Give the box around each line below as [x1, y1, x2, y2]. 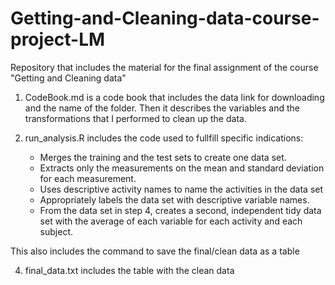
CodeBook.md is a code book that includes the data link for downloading [24, 91, 325, 103]
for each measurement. [39, 172, 137, 184]
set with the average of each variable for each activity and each [39, 215, 303, 227]
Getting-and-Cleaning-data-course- [10, 7, 320, 30]
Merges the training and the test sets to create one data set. [39, 151, 287, 163]
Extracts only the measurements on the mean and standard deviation [39, 162, 325, 174]
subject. [39, 225, 73, 237]
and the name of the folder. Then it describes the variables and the [24, 102, 300, 114]
